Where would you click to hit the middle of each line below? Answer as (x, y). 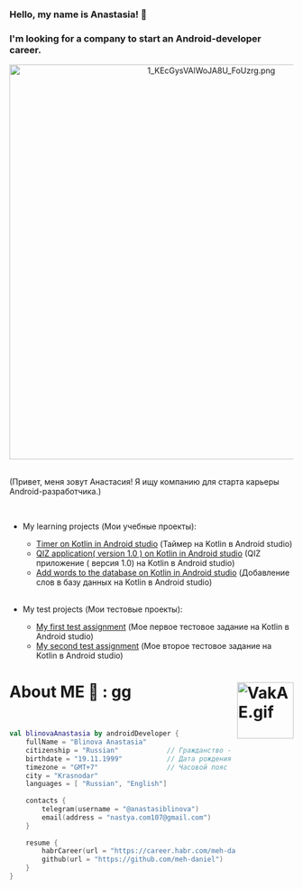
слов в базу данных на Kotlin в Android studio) (124, 582)
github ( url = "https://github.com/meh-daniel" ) (133, 860)
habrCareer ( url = (74, 851)
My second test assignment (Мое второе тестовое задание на (154, 646)
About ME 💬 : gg (71, 692)
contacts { (46, 801)
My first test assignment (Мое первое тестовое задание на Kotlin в (163, 627)
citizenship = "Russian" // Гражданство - (129, 750)
